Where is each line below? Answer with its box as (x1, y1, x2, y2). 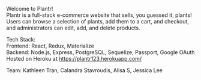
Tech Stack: (6, 36, 36, 43)
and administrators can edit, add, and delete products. (6, 24, 140, 31)
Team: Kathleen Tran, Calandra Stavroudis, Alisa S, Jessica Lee (6, 67, 163, 74)
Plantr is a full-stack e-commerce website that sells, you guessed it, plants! (6, 11, 192, 19)
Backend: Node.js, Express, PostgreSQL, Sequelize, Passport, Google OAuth (6, 49, 195, 56)
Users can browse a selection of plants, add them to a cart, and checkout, (6, 18, 189, 25)
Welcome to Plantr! (6, 5, 53, 12)
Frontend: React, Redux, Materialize (6, 42, 95, 49)
